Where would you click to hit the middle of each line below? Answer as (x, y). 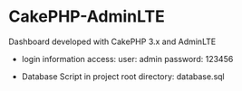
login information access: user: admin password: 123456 (127, 59)
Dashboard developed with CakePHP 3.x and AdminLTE (112, 41)
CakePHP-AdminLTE (87, 17)
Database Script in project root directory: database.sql (123, 76)
